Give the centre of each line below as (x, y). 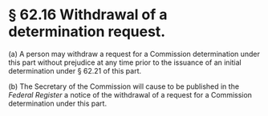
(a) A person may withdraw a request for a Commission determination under (134, 54)
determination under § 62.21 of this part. (75, 70)
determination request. (87, 32)
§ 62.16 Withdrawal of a (88, 15)
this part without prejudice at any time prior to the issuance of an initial (125, 62)
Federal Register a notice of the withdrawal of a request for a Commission (130, 94)
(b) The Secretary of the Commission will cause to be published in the (124, 86)
